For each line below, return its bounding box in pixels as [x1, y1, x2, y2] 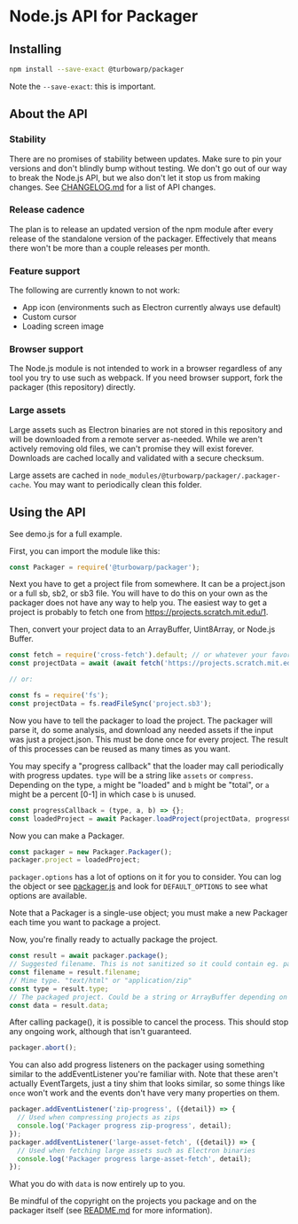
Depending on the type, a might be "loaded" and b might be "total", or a [9, 779, 270, 790]
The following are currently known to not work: [9, 285, 180, 296]
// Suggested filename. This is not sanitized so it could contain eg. [9, 960, 279, 969]
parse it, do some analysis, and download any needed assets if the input [9, 724, 273, 735]
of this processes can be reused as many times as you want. [9, 743, 231, 754]
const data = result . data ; [9, 1001, 109, 1010]
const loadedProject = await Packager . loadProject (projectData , [9, 814, 252, 823]
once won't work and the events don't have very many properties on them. [9, 1088, 280, 1098]
